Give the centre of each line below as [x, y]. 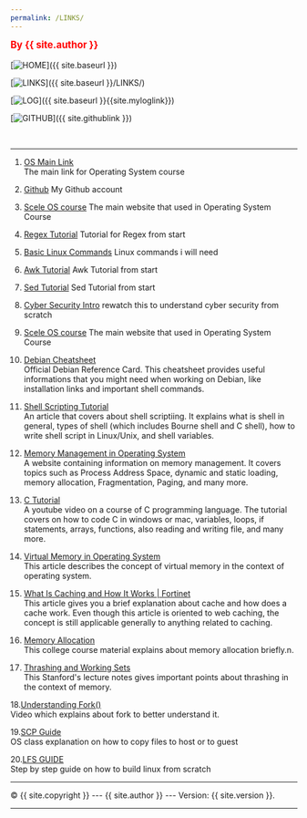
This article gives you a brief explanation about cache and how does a [155, 603]
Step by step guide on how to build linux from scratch [111, 769]
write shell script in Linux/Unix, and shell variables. [119, 435]
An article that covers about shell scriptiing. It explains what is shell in [154, 416]
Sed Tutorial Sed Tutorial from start [89, 287]
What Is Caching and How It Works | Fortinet [107, 593]
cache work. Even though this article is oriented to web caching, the [151, 613]
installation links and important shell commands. [114, 388]
